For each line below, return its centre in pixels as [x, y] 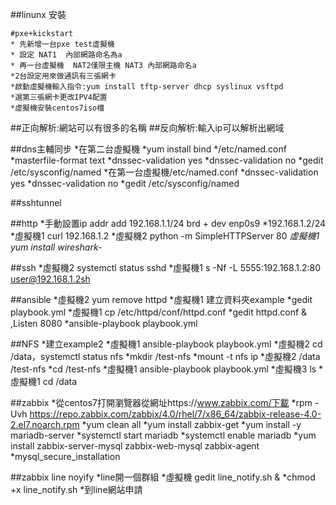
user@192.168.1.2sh [50, 279]
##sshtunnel [36, 202]
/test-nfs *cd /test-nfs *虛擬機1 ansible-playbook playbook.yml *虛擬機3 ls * [167, 369]
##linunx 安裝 [38, 14]
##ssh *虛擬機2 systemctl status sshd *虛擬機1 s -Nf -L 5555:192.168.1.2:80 [165, 267]
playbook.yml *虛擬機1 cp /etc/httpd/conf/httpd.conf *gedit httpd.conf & [159, 312]
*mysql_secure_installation [65, 456]
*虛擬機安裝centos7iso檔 [57, 108]
